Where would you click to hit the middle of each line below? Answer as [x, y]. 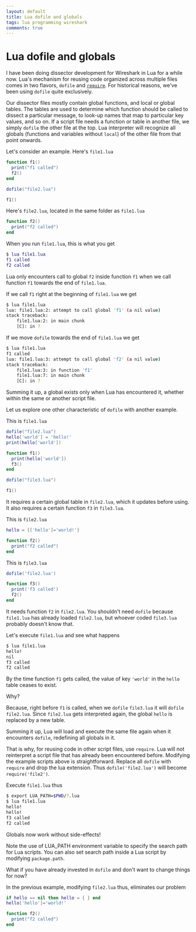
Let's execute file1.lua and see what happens [63, 635]
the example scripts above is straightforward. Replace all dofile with [89, 762]
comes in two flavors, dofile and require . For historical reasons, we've [92, 85]
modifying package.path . [35, 858]
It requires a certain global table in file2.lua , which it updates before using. [98, 502]
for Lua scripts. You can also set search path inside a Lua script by [86, 852]
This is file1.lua [27, 421]
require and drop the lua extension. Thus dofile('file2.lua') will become [97, 768]
